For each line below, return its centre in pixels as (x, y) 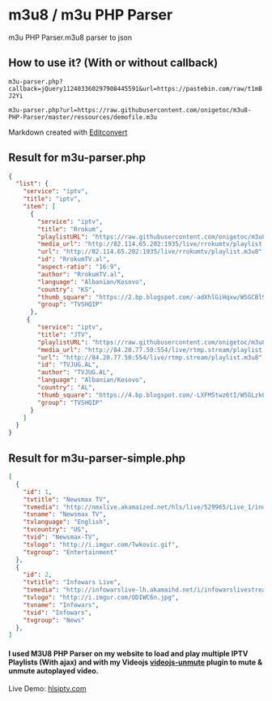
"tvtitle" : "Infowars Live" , (72, 583)
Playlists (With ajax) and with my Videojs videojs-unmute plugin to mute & (136, 662)
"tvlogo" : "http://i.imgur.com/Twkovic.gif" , (101, 544)
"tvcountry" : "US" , (56, 530)
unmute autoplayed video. (53, 670)
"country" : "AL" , (66, 388)
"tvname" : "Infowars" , (61, 605)
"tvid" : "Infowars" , (57, 613)
